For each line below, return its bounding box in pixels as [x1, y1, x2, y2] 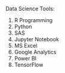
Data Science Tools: [5, 5, 55, 12]
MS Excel [14, 42, 38, 49]
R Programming [14, 17, 53, 23]
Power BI [14, 55, 37, 62]
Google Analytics [14, 48, 57, 56]
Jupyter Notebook [14, 36, 59, 42]
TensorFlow [14, 61, 44, 68]
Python [14, 23, 32, 30]
